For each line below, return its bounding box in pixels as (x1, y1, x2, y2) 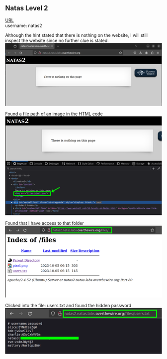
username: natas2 (5, 22, 42, 28)
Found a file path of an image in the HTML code (5, 111, 103, 117)
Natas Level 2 (5, 4, 48, 12)
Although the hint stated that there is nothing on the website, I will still (5, 32, 148, 38)
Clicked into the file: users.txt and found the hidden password (5, 303, 132, 309)
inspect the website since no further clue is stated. (5, 37, 109, 43)
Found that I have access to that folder (5, 220, 84, 226)
